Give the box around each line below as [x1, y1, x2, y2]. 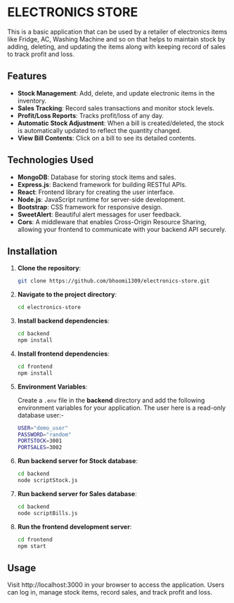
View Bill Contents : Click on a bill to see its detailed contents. [17, 134, 197, 142]
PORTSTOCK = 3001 [17, 437, 63, 445]
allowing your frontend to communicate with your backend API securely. [17, 225, 227, 233]
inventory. [17, 96, 47, 105]
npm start [17, 543, 47, 550]
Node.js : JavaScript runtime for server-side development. [17, 195, 186, 204]
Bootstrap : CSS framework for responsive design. [17, 202, 163, 211]
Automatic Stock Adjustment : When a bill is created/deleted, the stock [17, 119, 225, 127]
